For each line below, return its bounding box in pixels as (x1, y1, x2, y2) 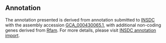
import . (5, 32, 20, 38)
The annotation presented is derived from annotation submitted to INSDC (5, 17, 155, 22)
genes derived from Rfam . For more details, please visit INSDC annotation (5, 27, 157, 33)
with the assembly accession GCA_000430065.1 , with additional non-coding (5, 22, 162, 28)
